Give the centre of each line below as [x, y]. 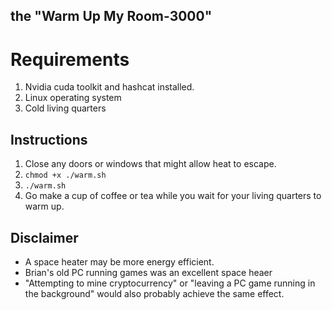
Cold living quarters [65, 108]
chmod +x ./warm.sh [65, 175]
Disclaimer [44, 237]
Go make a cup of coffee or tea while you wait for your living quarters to [173, 196]
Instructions [49, 139]
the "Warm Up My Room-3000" [111, 16]
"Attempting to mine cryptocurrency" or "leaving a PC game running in [170, 283]
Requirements [70, 59]
